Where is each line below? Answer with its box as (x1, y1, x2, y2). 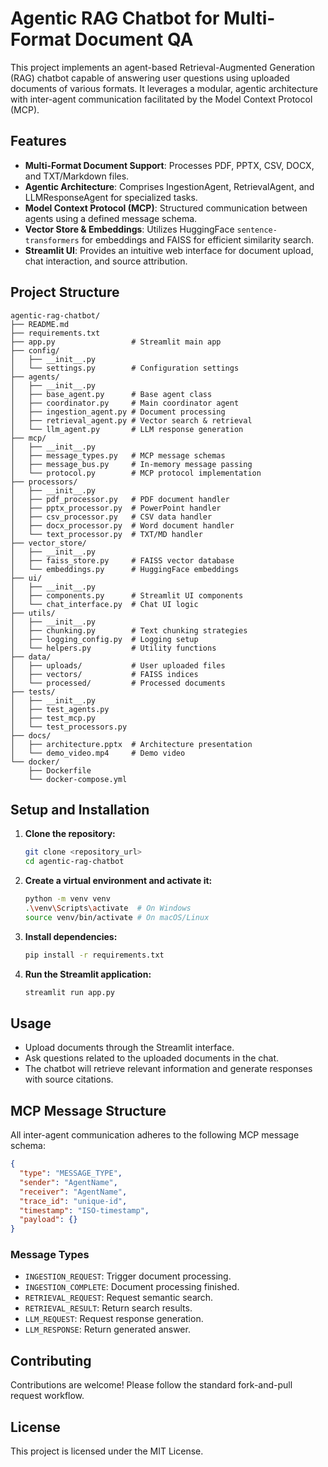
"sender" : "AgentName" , (19, 1177, 118, 1187)
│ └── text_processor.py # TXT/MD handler (10, 529, 203, 539)
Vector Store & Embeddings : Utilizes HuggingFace (24, 223, 235, 235)
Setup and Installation (10, 801, 150, 818)
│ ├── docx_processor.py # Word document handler (10, 520, 235, 531)
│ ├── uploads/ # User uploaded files (10, 660, 226, 671)
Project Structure (10, 284, 120, 301)
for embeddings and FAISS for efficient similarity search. (81, 233, 314, 246)
